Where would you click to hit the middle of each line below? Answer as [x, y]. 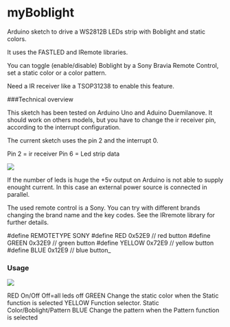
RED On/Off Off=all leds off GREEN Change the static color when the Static [113, 295]
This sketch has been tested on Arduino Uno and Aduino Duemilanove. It [110, 112]
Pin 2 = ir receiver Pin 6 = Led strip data [64, 154]
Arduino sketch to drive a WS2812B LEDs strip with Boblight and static [106, 32]
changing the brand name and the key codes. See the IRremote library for [111, 215]
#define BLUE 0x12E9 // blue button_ [59, 250]
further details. [28, 222]
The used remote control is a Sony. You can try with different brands [104, 208]
